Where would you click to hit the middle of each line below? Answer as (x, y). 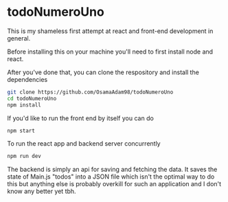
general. (19, 38)
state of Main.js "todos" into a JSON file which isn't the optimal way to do (111, 177)
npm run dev (24, 156)
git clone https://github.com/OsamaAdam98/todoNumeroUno (90, 92)
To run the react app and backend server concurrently (84, 144)
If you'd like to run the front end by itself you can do (81, 118)
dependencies (27, 79)
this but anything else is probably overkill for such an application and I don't (114, 184)
